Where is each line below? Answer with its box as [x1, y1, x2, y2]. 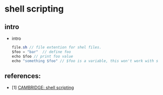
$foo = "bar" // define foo [11, 49, 71, 54]
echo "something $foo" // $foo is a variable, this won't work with [11, 58, 154, 63]
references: [4, 72, 41, 80]
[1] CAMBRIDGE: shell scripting [11, 85, 74, 91]
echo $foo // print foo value [11, 54, 74, 59]
